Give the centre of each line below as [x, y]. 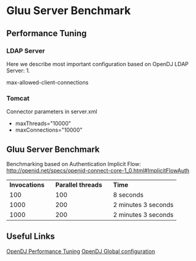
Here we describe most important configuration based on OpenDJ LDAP [97, 64]
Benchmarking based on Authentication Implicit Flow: [73, 164]
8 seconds [128, 195]
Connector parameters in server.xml [52, 112]
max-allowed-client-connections [47, 82]
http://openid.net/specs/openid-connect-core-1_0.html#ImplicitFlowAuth [98, 170]
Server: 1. [18, 70]
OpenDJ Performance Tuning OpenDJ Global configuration [81, 251]
